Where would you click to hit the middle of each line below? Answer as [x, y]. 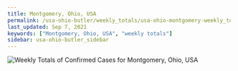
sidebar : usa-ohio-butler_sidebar [58, 40]
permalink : [23, 20]
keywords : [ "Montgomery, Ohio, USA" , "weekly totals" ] [90, 33]
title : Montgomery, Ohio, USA [52, 14]
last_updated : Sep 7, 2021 [47, 27]
